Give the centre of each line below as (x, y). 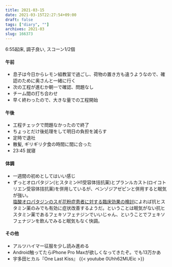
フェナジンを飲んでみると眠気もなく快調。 (58, 221)
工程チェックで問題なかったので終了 (51, 125)
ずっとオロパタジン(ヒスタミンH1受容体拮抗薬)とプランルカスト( (80, 182)
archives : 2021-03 (25, 29)
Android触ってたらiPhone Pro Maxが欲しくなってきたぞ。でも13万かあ (87, 252)
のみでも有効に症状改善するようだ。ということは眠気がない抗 (96, 208)
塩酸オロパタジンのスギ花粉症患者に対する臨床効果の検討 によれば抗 (84, 201)
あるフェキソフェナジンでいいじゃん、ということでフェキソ (102, 214)
